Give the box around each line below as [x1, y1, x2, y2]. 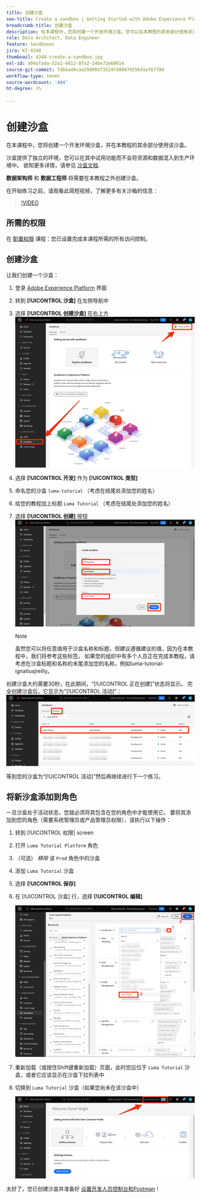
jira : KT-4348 [6, 48, 42, 54]
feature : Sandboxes [6, 41, 55, 47]
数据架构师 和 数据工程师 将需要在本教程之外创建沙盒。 [6, 174, 142, 181]
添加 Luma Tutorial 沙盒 [14, 867, 74, 875]
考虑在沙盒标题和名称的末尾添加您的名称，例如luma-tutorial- [14, 660, 165, 667]
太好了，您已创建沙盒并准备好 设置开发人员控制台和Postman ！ [6, 1185, 160, 1192]
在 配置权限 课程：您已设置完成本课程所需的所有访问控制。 [6, 235, 151, 242]
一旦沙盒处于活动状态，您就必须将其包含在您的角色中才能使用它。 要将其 [6, 809, 186, 816]
